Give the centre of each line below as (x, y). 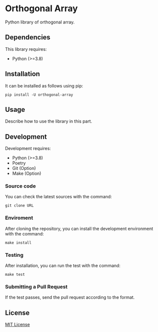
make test (15, 275)
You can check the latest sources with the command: (58, 197)
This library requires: (26, 49)
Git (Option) (24, 168)
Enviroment (19, 218)
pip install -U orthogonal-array (39, 95)
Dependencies (28, 37)
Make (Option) (27, 173)
